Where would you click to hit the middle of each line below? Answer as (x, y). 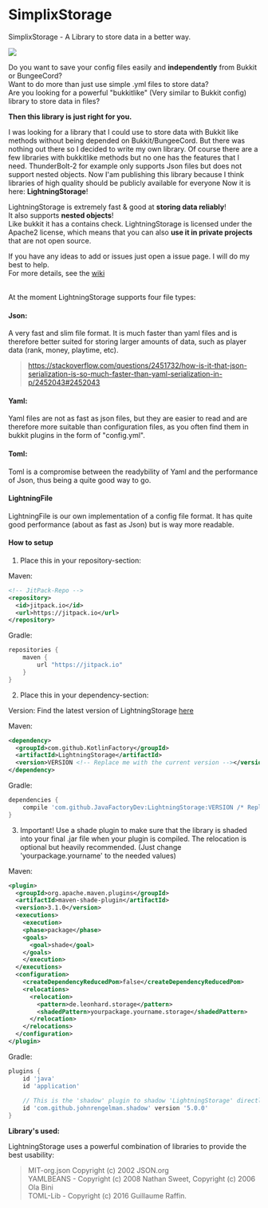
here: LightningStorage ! (48, 191)
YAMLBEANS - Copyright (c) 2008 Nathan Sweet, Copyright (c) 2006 (142, 1179)
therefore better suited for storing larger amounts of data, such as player (128, 341)
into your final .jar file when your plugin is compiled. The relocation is (133, 839)
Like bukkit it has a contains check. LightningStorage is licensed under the (130, 223)
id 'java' (39, 1079)
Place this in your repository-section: (80, 560)
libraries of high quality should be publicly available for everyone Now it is (130, 183)
